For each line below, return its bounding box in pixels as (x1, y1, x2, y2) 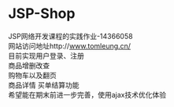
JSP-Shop (8, 5, 76, 23)
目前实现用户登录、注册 (8, 51, 84, 60)
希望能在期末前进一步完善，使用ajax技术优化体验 (8, 90, 167, 99)
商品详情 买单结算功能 (8, 80, 80, 90)
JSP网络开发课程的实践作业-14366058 (8, 31, 133, 41)
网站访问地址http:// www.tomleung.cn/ (8, 41, 131, 51)
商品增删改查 (8, 60, 50, 70)
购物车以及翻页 (8, 70, 57, 80)
